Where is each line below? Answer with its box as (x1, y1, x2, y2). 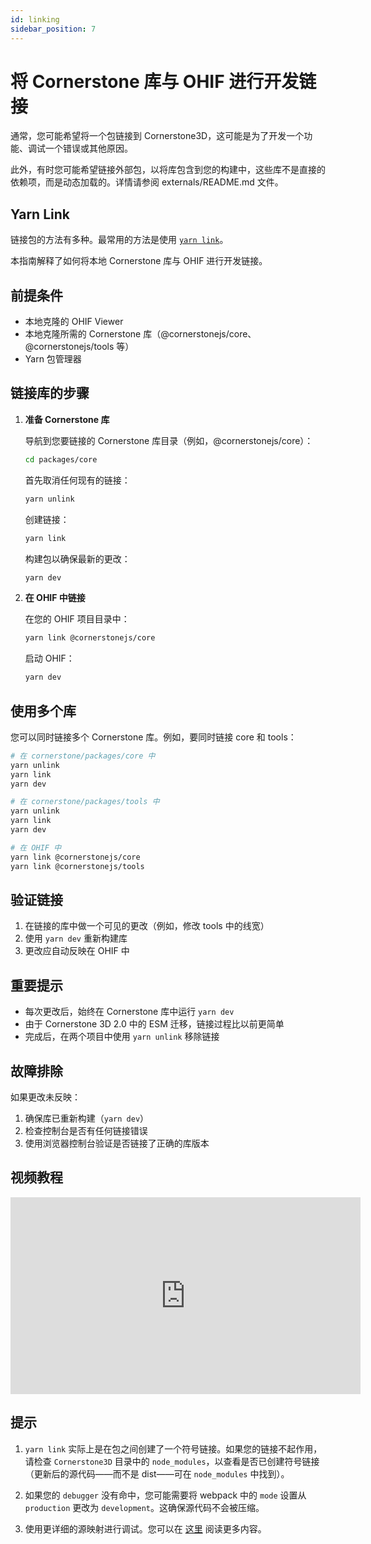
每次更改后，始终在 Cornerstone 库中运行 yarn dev (24, 1006, 235, 1018)
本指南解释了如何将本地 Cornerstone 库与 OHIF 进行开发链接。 (10, 255, 268, 267)
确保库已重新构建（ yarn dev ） (24, 1112, 150, 1124)
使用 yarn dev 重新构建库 (24, 932, 128, 945)
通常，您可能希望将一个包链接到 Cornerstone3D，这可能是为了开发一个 (10, 130, 305, 142)
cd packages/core (24, 454, 98, 465)
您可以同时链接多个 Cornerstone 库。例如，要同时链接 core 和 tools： (10, 731, 297, 743)
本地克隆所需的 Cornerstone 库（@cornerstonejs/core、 (24, 328, 257, 340)
